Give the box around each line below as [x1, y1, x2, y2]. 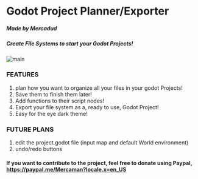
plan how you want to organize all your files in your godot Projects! [15, 84, 183, 92]
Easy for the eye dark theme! [15, 110, 88, 117]
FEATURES [6, 70, 39, 79]
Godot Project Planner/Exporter [6, 4, 169, 18]
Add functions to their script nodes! [15, 97, 105, 104]
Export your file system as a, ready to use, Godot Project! [15, 103, 159, 110]
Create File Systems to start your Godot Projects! [6, 40, 133, 47]
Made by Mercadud [6, 24, 57, 32]
